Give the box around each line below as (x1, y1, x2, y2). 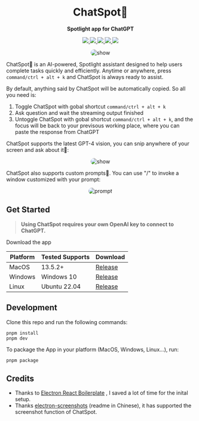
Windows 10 (41, 272, 77, 280)
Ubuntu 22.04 (41, 282, 81, 291)
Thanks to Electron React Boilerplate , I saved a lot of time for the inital (14, 389, 188, 396)
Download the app (6, 239, 52, 246)
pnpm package (6, 357, 39, 364)
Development (6, 303, 58, 313)
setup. (14, 396, 31, 403)
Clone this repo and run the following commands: (6, 318, 128, 325)
